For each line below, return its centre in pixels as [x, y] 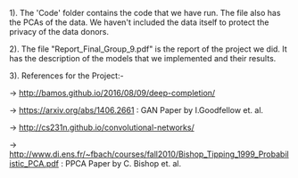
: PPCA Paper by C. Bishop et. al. [121, 163]
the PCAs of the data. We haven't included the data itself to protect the [139, 22]
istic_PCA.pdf [34, 163]
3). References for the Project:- [66, 76]
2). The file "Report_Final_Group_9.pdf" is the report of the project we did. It [148, 49]
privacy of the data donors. [59, 32]
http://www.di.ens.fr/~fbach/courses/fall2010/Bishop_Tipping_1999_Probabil [149, 154]
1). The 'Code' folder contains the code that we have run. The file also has [145, 13]
